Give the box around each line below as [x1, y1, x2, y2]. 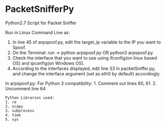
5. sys [5, 117, 19, 122]
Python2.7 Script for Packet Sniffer [5, 20, 77, 26]
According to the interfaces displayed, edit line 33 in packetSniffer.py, [12, 65, 156, 71]
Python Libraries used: [5, 95, 55, 100]
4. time [5, 113, 21, 118]
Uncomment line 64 [5, 85, 46, 91]
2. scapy [5, 104, 23, 109]
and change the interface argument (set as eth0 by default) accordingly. [12, 70, 161, 76]
